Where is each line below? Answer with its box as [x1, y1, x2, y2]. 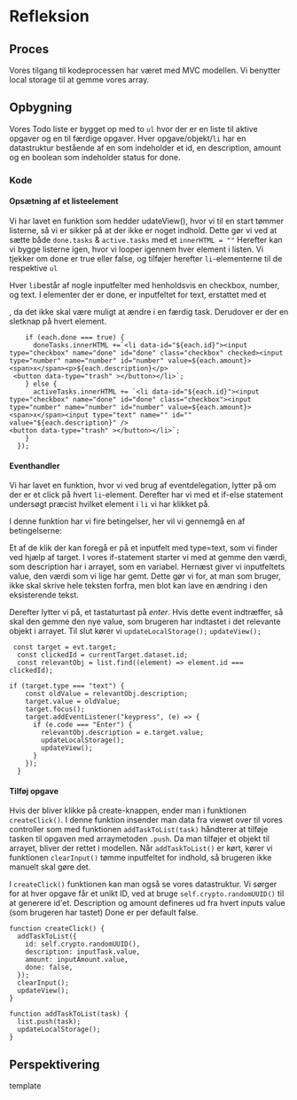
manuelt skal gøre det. [9, 862, 91, 872]
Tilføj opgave [9, 785, 59, 796]
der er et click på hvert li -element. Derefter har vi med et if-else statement [9, 489, 284, 500]
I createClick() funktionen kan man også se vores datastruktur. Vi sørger [9, 879, 277, 890]
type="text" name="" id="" [92, 410, 192, 419]
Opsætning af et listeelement [9, 196, 119, 207]
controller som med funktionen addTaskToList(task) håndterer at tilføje [9, 824, 269, 835]
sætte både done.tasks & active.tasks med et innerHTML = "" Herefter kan [9, 234, 283, 245]
